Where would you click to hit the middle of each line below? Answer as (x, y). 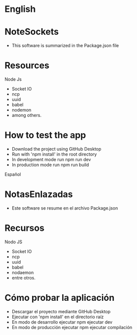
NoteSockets (32, 32)
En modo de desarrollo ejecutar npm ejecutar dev (62, 322)
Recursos (25, 228)
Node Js (13, 79)
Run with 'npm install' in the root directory (54, 154)
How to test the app (45, 135)
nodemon (21, 110)
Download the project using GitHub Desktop (56, 149)
